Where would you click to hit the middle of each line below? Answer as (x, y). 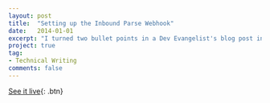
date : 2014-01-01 (41, 31)
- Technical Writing (43, 61)
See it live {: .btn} (36, 91)
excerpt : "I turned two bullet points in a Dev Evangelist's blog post (131, 38)
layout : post (30, 16)
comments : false (35, 68)
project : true (32, 46)
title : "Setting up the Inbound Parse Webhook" (91, 23)
